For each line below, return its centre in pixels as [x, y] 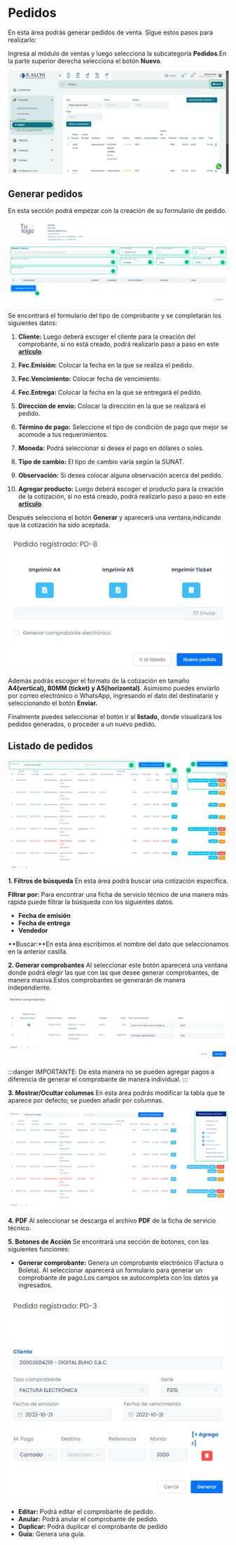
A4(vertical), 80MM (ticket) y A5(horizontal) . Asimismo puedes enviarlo [114, 688]
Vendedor [33, 931]
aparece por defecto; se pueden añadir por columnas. [86, 1100]
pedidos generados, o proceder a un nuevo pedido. [82, 724]
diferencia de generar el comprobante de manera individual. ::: [98, 1079]
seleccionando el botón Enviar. [53, 703]
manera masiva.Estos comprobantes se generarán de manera [97, 980]
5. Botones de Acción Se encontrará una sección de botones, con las [109, 1242]
